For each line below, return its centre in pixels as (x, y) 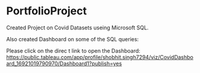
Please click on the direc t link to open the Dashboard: (73, 51)
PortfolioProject (47, 11)
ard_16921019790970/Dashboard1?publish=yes (64, 63)
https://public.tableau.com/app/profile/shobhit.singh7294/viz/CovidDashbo (100, 57)
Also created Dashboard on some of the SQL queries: (73, 39)
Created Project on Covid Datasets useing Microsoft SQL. (77, 28)
